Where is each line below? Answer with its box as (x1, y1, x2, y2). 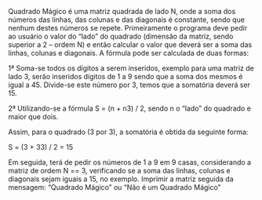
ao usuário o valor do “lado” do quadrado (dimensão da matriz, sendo (8, 31, 234, 41)
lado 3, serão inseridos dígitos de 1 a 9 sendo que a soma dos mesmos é (8, 72, 243, 81)
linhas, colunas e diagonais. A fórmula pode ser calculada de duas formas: (8, 49, 249, 57)
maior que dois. (8, 112, 59, 121)
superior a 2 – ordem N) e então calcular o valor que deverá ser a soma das (8, 40, 253, 49)
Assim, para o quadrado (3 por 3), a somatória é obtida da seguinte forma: (8, 127, 249, 136)
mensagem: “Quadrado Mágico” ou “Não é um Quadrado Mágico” (8, 183, 221, 191)
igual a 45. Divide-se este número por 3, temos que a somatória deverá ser (8, 80, 251, 89)
